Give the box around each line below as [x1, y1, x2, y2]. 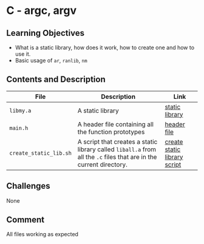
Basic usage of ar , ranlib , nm [15, 57, 87, 64]
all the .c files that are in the [77, 152, 157, 161]
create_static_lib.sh [9, 149, 72, 157]
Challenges [6, 181, 50, 191]
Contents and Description [6, 74, 106, 85]
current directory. [77, 160, 127, 169]
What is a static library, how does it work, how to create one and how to [15, 44, 195, 51]
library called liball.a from [77, 145, 157, 154]
